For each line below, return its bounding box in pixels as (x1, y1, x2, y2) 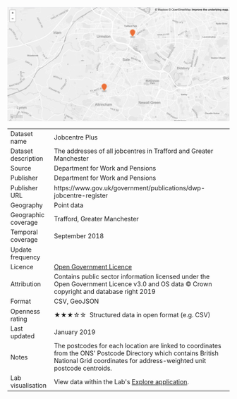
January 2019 (54, 328, 96, 336)
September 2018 (54, 231, 104, 240)
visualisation (10, 381, 47, 390)
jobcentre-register (54, 191, 108, 199)
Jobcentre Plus (54, 133, 98, 142)
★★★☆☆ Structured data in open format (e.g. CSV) (54, 311, 211, 319)
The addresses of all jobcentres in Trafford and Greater (54, 147, 214, 155)
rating (10, 314, 28, 323)
